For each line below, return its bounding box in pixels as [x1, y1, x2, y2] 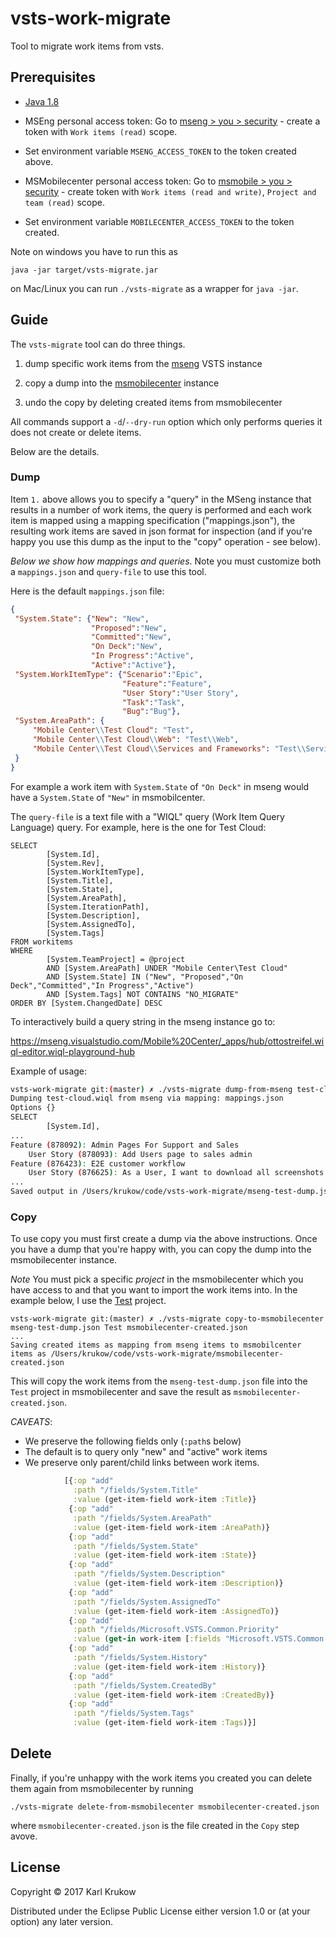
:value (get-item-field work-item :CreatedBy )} [73, 1690, 275, 1700]
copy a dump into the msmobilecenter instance [24, 377, 220, 389]
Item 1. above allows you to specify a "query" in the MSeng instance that [10, 493, 312, 505]
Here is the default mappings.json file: [10, 585, 165, 597]
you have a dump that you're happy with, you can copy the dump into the [10, 1243, 312, 1256]
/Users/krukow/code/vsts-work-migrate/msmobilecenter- [50, 1349, 284, 1359]
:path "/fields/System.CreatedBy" [73, 1680, 217, 1691]
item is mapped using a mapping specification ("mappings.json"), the [10, 514, 296, 526]
